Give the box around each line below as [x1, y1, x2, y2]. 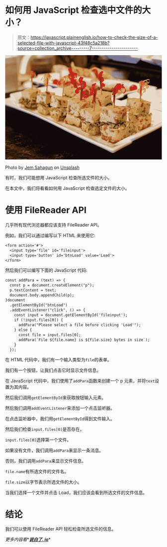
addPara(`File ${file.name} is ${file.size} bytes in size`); [18, 337, 150, 342]
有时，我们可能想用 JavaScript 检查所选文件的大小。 [5, 174, 113, 180]
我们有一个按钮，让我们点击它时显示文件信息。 [5, 367, 101, 373]
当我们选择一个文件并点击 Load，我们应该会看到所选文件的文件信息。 [5, 489, 148, 495]
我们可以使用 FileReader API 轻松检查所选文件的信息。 [5, 526, 116, 532]
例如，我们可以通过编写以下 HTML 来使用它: [5, 232, 95, 238]
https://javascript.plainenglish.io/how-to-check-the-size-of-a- [30, 34, 158, 40]
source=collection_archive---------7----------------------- [17, 45, 138, 51]
